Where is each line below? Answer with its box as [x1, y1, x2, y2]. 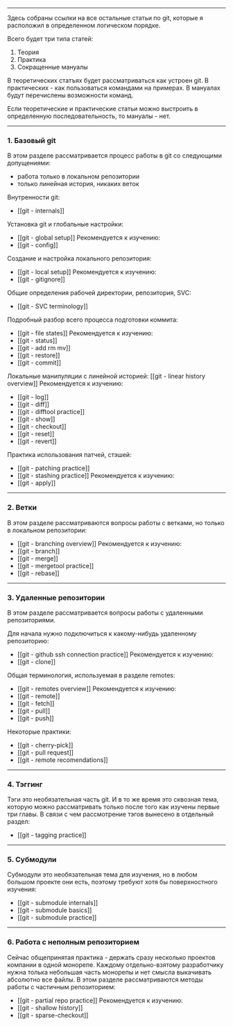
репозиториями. [7, 615, 55, 624]
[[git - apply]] [17, 479, 56, 487]
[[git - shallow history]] [17, 1003, 83, 1011]
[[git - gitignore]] [17, 275, 66, 283]
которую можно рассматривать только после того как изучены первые [7, 803, 220, 811]
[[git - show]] [17, 415, 55, 424]
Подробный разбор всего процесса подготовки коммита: [7, 315, 178, 324]
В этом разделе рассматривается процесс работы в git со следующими [7, 151, 222, 160]
